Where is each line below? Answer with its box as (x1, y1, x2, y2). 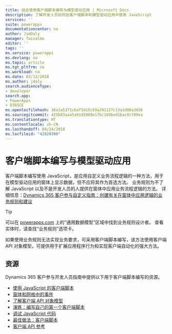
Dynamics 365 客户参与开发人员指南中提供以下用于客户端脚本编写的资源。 (5, 274, 163, 280)
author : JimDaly (5, 31, 40, 36)
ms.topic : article (5, 60, 45, 65)
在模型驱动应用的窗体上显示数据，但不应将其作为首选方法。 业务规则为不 (5, 179, 159, 185)
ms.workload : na (5, 70, 40, 75)
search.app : (5, 93, 31, 98)
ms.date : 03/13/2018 (5, 74, 50, 79)
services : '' (5, 17, 33, 22)
